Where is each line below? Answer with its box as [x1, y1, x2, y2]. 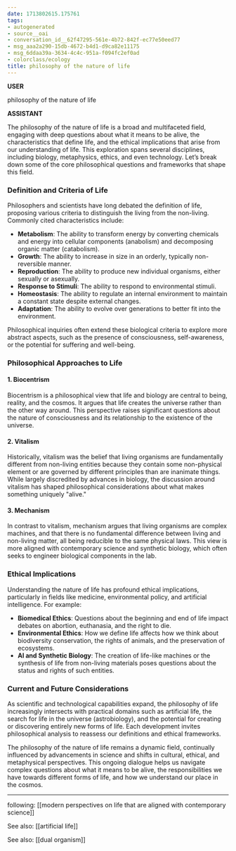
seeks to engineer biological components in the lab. [7, 551, 157, 560]
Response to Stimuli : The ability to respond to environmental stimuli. [17, 282, 216, 290]
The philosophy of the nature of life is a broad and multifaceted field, [7, 122, 206, 131]
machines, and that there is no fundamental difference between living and [7, 529, 221, 538]
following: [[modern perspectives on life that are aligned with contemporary [7, 801, 226, 810]
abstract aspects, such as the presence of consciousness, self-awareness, [7, 333, 225, 341]
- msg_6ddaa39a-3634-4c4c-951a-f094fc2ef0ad [7, 50, 140, 57]
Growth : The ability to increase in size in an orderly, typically [17, 252, 194, 260]
